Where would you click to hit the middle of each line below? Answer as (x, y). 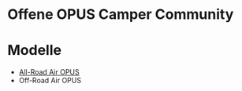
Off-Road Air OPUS (50, 81)
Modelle (35, 51)
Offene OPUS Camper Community (121, 15)
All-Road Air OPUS (49, 72)
